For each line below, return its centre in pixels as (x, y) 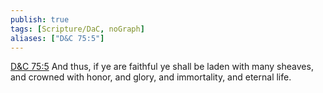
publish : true (40, 19)
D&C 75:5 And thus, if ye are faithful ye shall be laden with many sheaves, (162, 67)
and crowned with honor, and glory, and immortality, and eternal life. (151, 77)
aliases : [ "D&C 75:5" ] (57, 38)
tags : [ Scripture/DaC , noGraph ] (77, 29)
